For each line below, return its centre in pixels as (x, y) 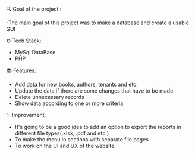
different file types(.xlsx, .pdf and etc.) (62, 133)
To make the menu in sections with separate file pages (81, 139)
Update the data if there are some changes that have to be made (94, 91)
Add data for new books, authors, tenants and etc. (76, 84)
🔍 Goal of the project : (34, 9)
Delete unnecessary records (49, 97)
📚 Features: (21, 70)
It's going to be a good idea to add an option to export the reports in (98, 127)
